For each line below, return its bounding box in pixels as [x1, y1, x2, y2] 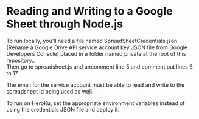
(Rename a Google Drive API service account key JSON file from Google [6, 44, 187, 51]
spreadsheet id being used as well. [6, 87, 94, 95]
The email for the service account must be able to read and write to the [6, 81, 185, 89]
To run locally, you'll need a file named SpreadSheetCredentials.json [6, 37, 178, 44]
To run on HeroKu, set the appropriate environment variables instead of [6, 99, 185, 107]
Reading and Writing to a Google [6, 4, 173, 18]
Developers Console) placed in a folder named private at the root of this [6, 50, 186, 57]
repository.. [6, 56, 35, 64]
